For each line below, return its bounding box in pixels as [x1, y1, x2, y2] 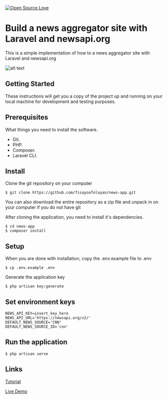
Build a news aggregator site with [5, 23, 148, 34]
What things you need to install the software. [5, 126, 98, 132]
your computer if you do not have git [5, 205, 81, 211]
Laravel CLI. [12, 152, 38, 159]
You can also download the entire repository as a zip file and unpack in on [5, 199, 158, 205]
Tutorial [5, 378, 21, 384]
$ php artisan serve [5, 351, 49, 356]
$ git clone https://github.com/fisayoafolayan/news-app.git [5, 190, 136, 195]
